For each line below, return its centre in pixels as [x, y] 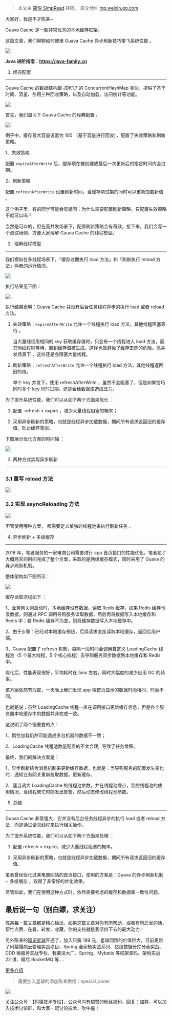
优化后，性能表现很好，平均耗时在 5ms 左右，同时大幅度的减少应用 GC [80, 672]
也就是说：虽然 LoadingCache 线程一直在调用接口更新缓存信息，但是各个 [82, 707]
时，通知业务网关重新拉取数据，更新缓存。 [50, 774]
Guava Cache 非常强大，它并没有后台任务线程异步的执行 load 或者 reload [83, 818]
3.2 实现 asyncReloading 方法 [42, 504]
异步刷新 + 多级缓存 [34, 537]
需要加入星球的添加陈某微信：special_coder [64, 981]
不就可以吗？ [19, 215]
